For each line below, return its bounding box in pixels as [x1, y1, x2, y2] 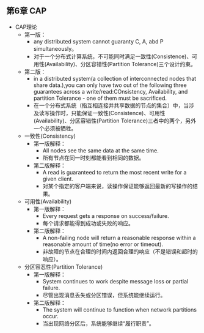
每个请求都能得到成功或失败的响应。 [42, 219, 134, 226]
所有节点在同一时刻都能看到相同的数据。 [42, 154, 145, 161]
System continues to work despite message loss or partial [42, 277, 189, 285]
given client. [42, 175, 73, 182]
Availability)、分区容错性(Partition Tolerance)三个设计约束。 [46, 60, 197, 67]
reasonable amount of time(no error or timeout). [42, 241, 164, 248]
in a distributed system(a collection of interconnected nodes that [33, 75, 197, 82]
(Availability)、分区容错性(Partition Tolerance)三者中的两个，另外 [33, 117, 197, 124]
